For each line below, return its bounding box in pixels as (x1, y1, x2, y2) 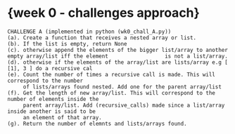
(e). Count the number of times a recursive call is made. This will (7, 71, 216, 78)
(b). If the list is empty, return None (7, 40, 128, 47)
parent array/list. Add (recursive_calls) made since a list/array (23, 102, 225, 109)
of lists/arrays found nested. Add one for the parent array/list (23, 83, 222, 91)
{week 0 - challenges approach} (7, 5, 201, 21)
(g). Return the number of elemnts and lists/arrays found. (7, 120, 188, 127)
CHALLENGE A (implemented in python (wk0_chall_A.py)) (7, 28, 172, 35)
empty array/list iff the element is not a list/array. (7, 53, 229, 60)
